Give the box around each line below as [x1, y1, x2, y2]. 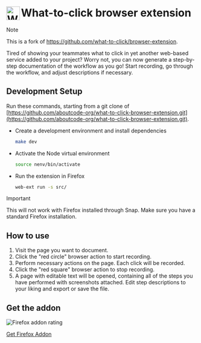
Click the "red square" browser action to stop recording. [14, 266, 155, 273]
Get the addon [6, 302, 61, 313]
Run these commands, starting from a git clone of [6, 102, 130, 109]
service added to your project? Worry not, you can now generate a [6, 56, 172, 63]
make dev [14, 139, 37, 145]
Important [6, 195, 31, 202]
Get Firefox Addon [6, 330, 52, 338]
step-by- [173, 56, 195, 63]
